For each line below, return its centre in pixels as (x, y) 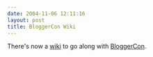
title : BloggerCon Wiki (42, 26)
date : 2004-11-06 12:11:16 (46, 14)
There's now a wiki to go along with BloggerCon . (77, 47)
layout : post (26, 20)
